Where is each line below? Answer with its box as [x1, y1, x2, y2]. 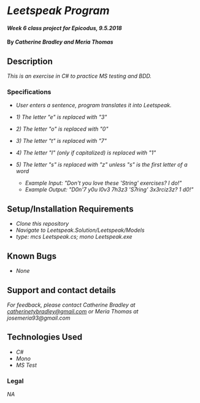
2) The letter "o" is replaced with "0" [15, 125, 109, 132]
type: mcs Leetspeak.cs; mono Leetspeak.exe [15, 233, 133, 240]
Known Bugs [7, 251, 57, 261]
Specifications [7, 88, 52, 96]
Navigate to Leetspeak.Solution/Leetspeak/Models [15, 226, 145, 234]
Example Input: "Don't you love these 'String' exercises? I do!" [25, 179, 182, 187]
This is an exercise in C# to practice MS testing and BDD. [7, 72, 152, 80]
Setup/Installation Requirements [7, 204, 134, 214]
